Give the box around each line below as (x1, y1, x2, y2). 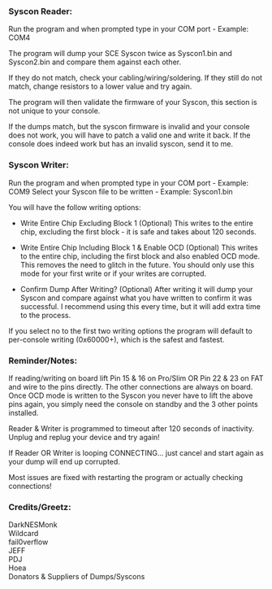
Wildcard (8, 529, 39, 539)
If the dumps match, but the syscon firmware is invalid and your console (8, 122, 250, 132)
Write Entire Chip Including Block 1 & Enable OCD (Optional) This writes (19, 242, 258, 252)
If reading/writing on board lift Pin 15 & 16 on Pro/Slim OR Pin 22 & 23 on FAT (8, 373, 264, 383)
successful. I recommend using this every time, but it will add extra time (19, 301, 261, 311)
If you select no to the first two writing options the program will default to (8, 325, 253, 335)
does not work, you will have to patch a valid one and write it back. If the (8, 130, 251, 140)
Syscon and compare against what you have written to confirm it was (19, 293, 253, 303)
